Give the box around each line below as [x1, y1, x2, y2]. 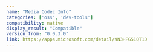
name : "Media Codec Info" [6, 8, 71, 15]
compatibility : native [6, 20, 63, 26]
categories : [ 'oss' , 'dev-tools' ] [6, 14, 94, 20]
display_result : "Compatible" [6, 25, 83, 32]
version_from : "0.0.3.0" [6, 31, 69, 37]
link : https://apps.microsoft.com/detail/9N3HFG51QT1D [6, 36, 148, 42]
